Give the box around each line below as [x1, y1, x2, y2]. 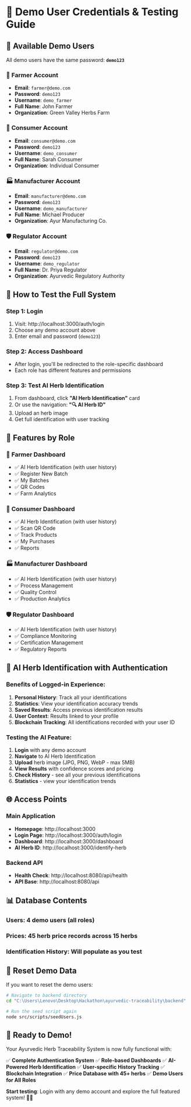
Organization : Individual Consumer [14, 162, 100, 169]
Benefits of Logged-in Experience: [6, 681, 106, 689]
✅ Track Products [14, 532, 57, 539]
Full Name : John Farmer [14, 103, 73, 110]
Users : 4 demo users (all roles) [6, 916, 95, 925]
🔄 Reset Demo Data [6, 965, 77, 975]
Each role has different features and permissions [14, 367, 132, 374]
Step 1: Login [6, 307, 44, 315]
